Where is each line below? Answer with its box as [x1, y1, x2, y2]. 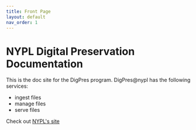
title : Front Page [6, 8, 51, 15]
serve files [14, 107, 40, 114]
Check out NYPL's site [6, 118, 60, 125]
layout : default [6, 14, 46, 20]
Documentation [6, 57, 84, 70]
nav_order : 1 [6, 19, 38, 25]
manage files [14, 100, 46, 107]
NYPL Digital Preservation [6, 45, 135, 58]
